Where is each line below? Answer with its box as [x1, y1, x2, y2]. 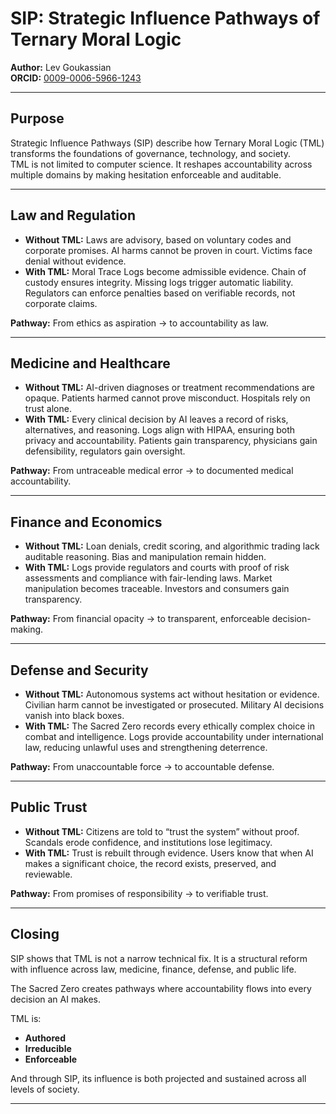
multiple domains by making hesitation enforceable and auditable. [10, 168, 282, 181]
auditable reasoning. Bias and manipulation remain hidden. [24, 551, 267, 563]
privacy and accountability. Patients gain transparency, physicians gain [24, 435, 318, 447]
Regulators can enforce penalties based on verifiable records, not [24, 287, 296, 299]
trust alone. [24, 403, 72, 415]
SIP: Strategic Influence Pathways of [10, 7, 321, 30]
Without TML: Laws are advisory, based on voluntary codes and [24, 233, 292, 246]
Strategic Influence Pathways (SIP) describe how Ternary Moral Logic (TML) [10, 137, 325, 149]
